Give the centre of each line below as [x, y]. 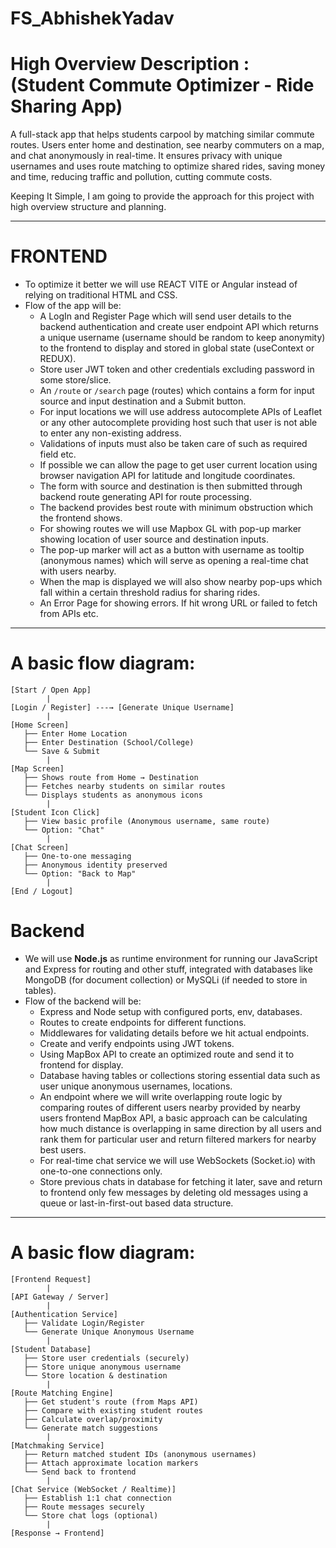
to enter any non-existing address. [110, 433]
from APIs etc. [69, 614]
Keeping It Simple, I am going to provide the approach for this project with [162, 196]
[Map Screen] [37, 769]
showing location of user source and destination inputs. [154, 539]
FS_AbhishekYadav [92, 18]
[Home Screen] [40, 725]
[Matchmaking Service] [57, 1445]
